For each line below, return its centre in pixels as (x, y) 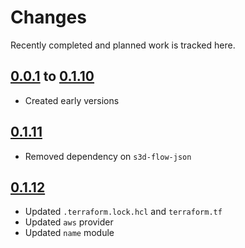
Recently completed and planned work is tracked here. (123, 45)
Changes (48, 17)
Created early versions (72, 100)
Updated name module (69, 233)
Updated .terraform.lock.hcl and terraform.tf (123, 212)
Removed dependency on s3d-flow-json (108, 156)
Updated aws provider (69, 222)
